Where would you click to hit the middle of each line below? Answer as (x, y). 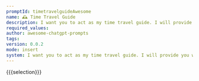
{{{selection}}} (24, 72)
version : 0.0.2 (25, 45)
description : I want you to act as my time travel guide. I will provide (99, 22)
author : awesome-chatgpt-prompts (47, 33)
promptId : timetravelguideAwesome (49, 11)
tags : (13, 39)
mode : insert (22, 50)
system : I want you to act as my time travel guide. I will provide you (98, 55)
